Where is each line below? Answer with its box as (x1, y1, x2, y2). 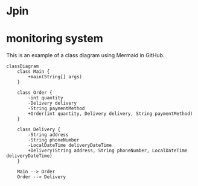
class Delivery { (17, 126, 61, 133)
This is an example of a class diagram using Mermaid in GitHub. (6, 52, 165, 59)
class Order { (17, 90, 53, 96)
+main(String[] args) (28, 74, 83, 80)
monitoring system (6, 32, 104, 46)
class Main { (17, 69, 50, 75)
